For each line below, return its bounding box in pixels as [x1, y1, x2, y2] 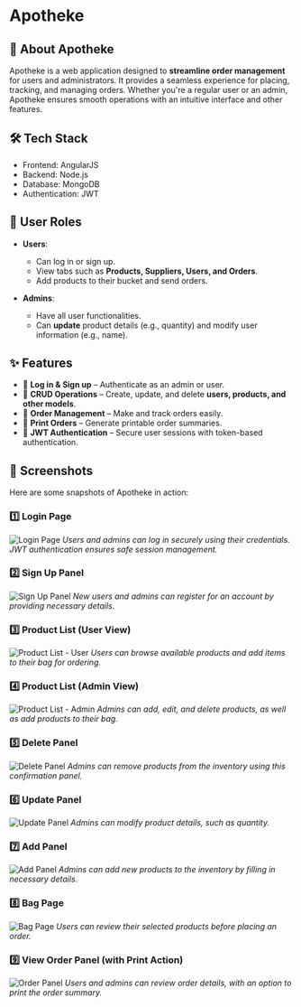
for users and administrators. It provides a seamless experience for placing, [9, 75, 290, 86]
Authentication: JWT [22, 188, 99, 199]
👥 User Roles [9, 214, 83, 230]
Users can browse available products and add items [90, 648, 286, 658]
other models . [22, 398, 77, 409]
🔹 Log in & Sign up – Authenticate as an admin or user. [22, 379, 225, 390]
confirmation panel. [9, 769, 83, 781]
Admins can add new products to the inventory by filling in [58, 864, 277, 875]
